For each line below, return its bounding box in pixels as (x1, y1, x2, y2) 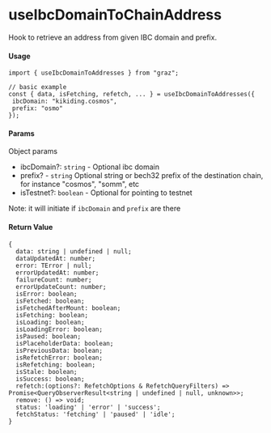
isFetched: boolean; (15, 297, 85, 305)
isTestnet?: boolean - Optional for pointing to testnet (19, 188, 193, 197)
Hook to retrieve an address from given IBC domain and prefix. (8, 32, 217, 42)
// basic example (8, 83, 67, 91)
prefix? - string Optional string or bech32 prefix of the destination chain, (19, 171, 264, 180)
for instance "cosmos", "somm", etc (19, 180, 140, 189)
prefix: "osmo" (11, 104, 63, 112)
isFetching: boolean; (15, 311, 89, 319)
